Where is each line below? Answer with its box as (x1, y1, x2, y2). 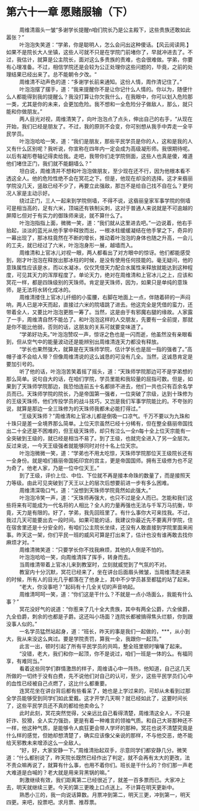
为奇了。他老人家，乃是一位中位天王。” (6, 464, 99, 471)
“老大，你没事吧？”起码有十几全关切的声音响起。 (19, 583, 138, 590)
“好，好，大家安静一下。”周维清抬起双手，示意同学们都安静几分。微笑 (19, 746, 188, 753)
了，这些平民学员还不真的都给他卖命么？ (6, 702, 105, 709)
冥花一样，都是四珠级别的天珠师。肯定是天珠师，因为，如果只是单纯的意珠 (6, 279, 188, 286)
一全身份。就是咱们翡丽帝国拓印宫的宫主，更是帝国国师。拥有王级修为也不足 (6, 457, 193, 464)
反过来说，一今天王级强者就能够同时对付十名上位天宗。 (6, 442, 141, 449)
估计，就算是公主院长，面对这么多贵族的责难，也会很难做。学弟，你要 (21, 56, 193, 63)
